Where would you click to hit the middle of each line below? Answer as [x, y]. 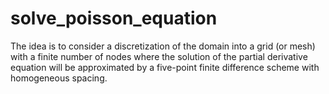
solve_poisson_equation [114, 18]
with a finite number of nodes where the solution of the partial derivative [159, 56]
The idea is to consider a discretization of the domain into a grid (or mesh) [163, 46]
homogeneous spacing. [59, 78]
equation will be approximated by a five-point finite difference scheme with [165, 67]
